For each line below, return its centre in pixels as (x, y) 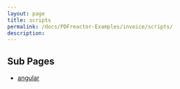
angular (28, 78)
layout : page (26, 14)
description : (26, 33)
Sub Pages (31, 61)
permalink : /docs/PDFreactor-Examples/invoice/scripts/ (90, 26)
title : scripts (29, 20)
